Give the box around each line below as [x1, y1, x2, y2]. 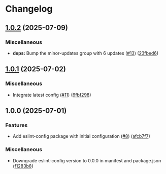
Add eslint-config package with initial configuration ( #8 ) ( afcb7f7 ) [12, 133, 151, 139]
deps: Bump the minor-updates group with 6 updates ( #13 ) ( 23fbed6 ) [12, 50, 159, 56]
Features [5, 122, 28, 129]
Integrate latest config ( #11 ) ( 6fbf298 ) [12, 92, 91, 98]
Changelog [5, 3, 53, 15]
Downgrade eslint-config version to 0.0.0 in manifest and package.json [12, 157, 161, 163]
